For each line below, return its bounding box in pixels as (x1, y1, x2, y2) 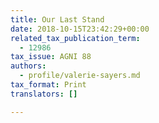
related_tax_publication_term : (10, 33, 141, 43)
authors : (10, 61, 47, 71)
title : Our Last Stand (10, 14, 105, 25)
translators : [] (10, 89, 78, 99)
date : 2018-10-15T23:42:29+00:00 (10, 24, 150, 34)
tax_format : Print (10, 80, 87, 90)
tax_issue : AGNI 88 (10, 52, 92, 62)
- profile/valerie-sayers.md (19, 71, 141, 81)
